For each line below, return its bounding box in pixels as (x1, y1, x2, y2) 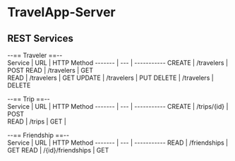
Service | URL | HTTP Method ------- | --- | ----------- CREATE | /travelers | (7, 59, 228, 67)
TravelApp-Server (7, 4, 116, 20)
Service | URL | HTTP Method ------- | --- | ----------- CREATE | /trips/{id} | (7, 102, 229, 110)
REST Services (7, 32, 74, 44)
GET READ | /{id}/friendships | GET (7, 146, 109, 154)
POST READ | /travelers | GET (7, 66, 94, 74)
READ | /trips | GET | (7, 117, 67, 126)
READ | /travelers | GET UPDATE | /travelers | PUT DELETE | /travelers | (7, 73, 214, 82)
